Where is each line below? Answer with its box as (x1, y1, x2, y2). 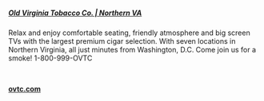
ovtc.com (8, 84, 42, 93)
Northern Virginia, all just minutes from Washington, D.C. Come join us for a (8, 45, 257, 54)
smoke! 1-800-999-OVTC (8, 53, 93, 63)
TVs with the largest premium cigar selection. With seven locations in (8, 36, 236, 45)
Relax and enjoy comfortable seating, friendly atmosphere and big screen (8, 28, 250, 37)
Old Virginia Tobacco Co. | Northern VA (8, 8, 142, 17)
